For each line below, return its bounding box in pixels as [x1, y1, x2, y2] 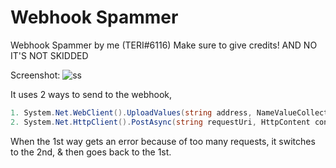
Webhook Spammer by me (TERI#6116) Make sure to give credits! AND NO [10, 39, 318, 51]
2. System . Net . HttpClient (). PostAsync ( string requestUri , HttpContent [10, 117, 311, 127]
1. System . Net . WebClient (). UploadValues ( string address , [10, 107, 253, 118]
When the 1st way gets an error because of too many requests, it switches [10, 135, 316, 147]
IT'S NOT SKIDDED [10, 49, 89, 61]
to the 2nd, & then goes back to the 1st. [10, 146, 172, 158]
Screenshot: [10, 69, 61, 81]
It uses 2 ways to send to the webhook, [10, 88, 172, 100]
